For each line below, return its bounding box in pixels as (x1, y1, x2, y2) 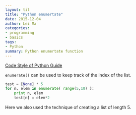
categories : (5, 26, 30, 31)
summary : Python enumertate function (5, 49, 83, 54)
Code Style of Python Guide (5, 62, 63, 68)
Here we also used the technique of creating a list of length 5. (5, 105, 132, 110)
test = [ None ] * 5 (5, 81, 43, 87)
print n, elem (14, 91, 43, 96)
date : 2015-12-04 (5, 16, 41, 21)
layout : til (5, 7, 30, 12)
